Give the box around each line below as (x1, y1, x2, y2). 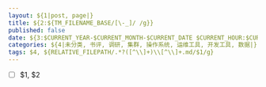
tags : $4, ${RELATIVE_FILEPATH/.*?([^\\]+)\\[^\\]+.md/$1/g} (8, 48, 215, 56)
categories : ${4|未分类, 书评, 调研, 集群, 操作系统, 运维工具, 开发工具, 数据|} (8, 41, 257, 49)
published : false (8, 26, 66, 34)
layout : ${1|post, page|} (8, 11, 93, 20)
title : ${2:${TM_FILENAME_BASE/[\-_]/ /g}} (8, 19, 154, 27)
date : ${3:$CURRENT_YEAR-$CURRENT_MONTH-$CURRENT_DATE (8, 33, 193, 42)
